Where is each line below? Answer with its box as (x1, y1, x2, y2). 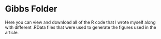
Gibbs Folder (5, 3, 58, 14)
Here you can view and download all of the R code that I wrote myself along (5, 19, 156, 25)
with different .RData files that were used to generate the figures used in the (5, 24, 156, 30)
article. (5, 29, 19, 35)
